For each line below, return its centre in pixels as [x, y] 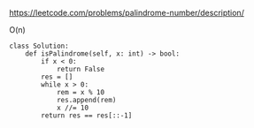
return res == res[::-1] [87, 116]
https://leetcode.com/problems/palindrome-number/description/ [127, 13]
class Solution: [39, 46]
